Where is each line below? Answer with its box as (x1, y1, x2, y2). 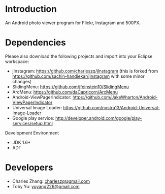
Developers (5, 162, 53, 173)
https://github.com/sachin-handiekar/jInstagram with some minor (12, 73, 145, 79)
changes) (12, 78, 32, 84)
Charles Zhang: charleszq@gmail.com (12, 178, 90, 184)
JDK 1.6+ (12, 139, 31, 145)
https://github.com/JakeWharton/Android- (72, 94, 158, 100)
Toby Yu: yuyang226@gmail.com (12, 183, 80, 189)
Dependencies (5, 37, 66, 48)
